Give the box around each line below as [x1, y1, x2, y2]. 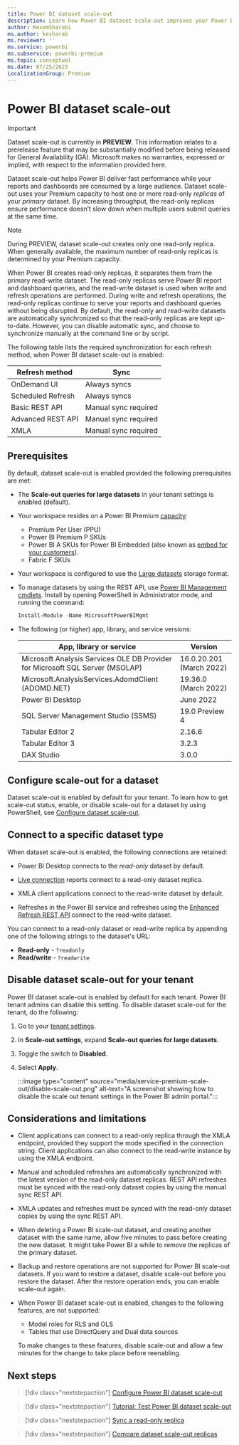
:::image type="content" [17, 1076, 89, 1086]
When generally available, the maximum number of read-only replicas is [7, 247, 218, 256]
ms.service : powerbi [7, 43, 69, 51]
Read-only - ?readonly [17, 945, 85, 954]
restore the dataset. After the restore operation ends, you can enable [17, 1277, 220, 1286]
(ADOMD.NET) [21, 683, 71, 693]
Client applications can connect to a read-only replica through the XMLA [17, 1131, 230, 1140]
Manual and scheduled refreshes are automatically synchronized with [17, 1168, 222, 1177]
